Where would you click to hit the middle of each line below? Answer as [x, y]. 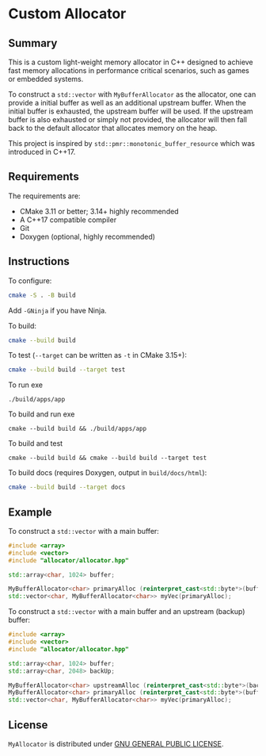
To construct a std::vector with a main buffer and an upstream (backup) [127, 612]
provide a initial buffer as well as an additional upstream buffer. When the [127, 103]
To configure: [30, 280]
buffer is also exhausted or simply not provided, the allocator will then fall [128, 119]
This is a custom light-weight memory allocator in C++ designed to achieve [131, 62]
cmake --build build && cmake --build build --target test [108, 458]
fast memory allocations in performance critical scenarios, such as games [129, 71]
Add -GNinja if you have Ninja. [57, 310]
